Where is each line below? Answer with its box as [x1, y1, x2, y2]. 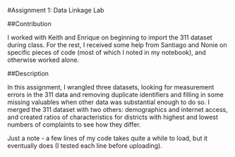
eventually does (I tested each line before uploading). [7, 142, 162, 150]
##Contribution [7, 20, 52, 27]
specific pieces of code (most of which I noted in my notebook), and [7, 49, 206, 56]
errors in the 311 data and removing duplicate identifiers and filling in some [7, 91, 224, 99]
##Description [7, 70, 49, 77]
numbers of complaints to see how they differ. [7, 120, 141, 129]
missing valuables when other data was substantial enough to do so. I [7, 98, 210, 106]
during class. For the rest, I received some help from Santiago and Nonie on [7, 41, 227, 49]
